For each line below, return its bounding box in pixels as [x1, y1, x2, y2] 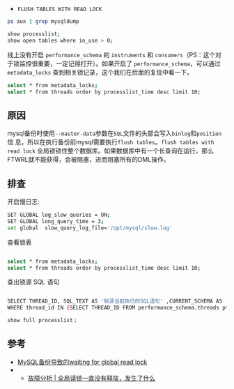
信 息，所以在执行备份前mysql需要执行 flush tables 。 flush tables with [7, 138, 214, 146]
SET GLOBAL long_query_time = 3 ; [7, 218, 104, 224]
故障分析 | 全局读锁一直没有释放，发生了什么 [27, 374, 156, 382]
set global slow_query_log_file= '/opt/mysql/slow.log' [7, 224, 173, 231]
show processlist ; [7, 30, 61, 38]
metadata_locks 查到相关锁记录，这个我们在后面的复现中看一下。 [7, 68, 194, 76]
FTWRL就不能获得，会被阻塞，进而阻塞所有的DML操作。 [7, 155, 170, 164]
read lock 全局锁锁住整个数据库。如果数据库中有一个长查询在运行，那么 [7, 146, 214, 155]
